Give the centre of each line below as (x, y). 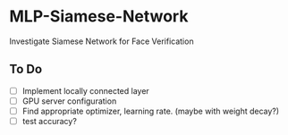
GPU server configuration (69, 101)
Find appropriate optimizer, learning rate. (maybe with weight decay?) (151, 111)
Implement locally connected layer (85, 90)
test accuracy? (50, 121)
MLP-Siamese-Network (99, 17)
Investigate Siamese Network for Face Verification (102, 41)
